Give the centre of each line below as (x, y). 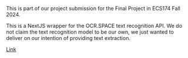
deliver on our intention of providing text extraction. (68, 38)
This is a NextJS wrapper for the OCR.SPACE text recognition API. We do (94, 26)
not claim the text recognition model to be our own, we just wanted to (90, 32)
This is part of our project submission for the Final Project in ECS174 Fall (93, 8)
